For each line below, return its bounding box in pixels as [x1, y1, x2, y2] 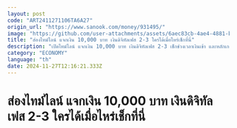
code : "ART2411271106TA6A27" [7, 17, 93, 24]
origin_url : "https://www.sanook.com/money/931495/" [7, 23, 166, 30]
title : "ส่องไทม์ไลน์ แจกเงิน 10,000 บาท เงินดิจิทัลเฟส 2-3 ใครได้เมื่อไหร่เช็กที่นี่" [7, 37, 195, 44]
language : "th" [7, 56, 52, 63]
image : [7, 30, 27, 37]
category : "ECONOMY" [7, 50, 68, 57]
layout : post [7, 10, 46, 18]
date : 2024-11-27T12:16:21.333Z [7, 63, 102, 70]
